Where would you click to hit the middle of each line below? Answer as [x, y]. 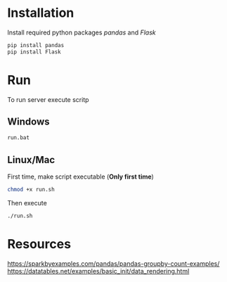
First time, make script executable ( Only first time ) [81, 177]
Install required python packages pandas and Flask [82, 32]
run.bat [19, 138]
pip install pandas [36, 45]
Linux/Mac [31, 160]
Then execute [27, 203]
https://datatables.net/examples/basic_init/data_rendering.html [98, 271]
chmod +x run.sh [31, 190]
